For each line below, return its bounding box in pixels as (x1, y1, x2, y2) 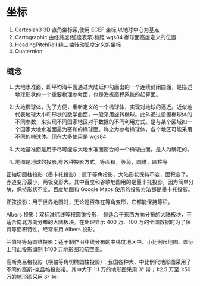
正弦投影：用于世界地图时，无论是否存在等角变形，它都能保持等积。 (6, 198, 173, 205)
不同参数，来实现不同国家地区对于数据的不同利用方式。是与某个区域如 (14, 118, 187, 125)
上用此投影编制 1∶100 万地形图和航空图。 (6, 246, 105, 253)
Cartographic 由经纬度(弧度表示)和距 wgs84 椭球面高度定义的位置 (14, 33, 177, 40)
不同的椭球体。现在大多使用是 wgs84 (14, 133, 107, 140)
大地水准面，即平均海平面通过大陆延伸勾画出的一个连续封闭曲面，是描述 (14, 83, 192, 90)
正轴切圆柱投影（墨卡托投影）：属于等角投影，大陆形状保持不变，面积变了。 (6, 170, 192, 178)
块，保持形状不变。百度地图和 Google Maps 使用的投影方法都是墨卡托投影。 (6, 185, 193, 193)
